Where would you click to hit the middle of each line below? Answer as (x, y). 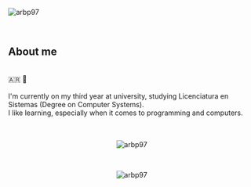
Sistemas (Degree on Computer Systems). (76, 104)
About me (33, 52)
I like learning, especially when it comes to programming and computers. (125, 113)
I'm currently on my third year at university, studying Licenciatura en (118, 96)
